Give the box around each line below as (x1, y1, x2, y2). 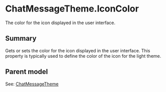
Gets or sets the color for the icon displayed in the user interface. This (5, 47, 150, 53)
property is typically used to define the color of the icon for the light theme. (5, 53, 161, 59)
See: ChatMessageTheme (5, 81, 59, 87)
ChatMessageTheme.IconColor (5, 3, 139, 15)
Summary (5, 34, 37, 43)
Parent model (5, 67, 48, 76)
